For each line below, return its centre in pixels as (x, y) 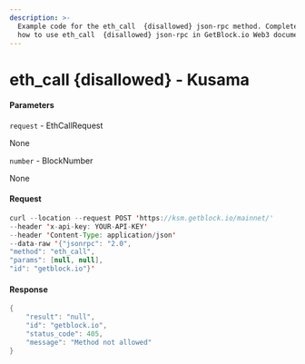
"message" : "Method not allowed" (89, 342)
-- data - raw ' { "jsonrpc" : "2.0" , (70, 243)
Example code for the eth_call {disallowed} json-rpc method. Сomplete (158, 26)
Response (29, 289)
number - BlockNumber (51, 161)
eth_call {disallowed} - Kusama (129, 79)
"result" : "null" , (60, 317)
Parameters (32, 105)
